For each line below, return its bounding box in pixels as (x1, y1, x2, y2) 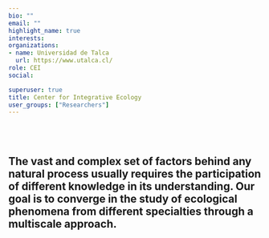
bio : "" (8, 11, 35, 20)
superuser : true (8, 86, 63, 94)
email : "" (8, 19, 42, 27)
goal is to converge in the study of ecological (8, 192, 238, 205)
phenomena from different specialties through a (8, 204, 254, 218)
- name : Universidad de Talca (8, 49, 110, 57)
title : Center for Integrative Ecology (8, 93, 142, 101)
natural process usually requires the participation (8, 167, 262, 180)
